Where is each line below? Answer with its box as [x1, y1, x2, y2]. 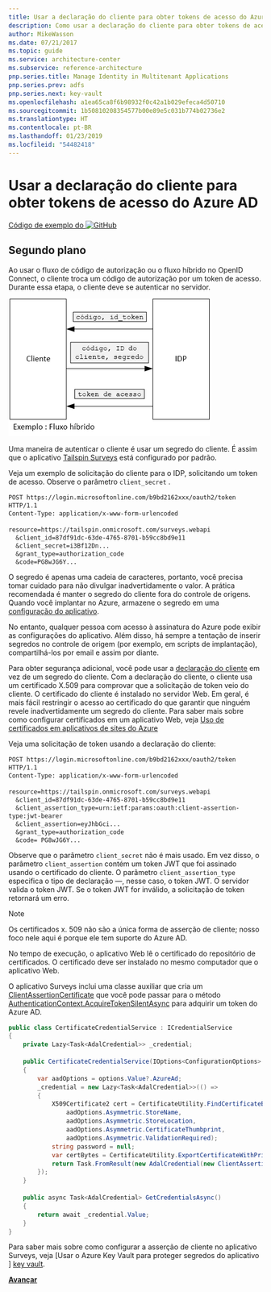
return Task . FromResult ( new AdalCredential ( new [51, 1160, 215, 1168]
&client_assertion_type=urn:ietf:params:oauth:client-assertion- [15, 803, 240, 812]
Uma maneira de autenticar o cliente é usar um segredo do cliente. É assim [8, 444, 258, 453]
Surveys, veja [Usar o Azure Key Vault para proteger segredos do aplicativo [8, 1251, 260, 1261]
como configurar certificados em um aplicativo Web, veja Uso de [8, 715, 224, 724]
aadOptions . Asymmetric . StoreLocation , [65, 1117, 197, 1125]
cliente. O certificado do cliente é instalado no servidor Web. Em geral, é [8, 689, 249, 698]
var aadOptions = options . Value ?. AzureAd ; [37, 1074, 182, 1082]
